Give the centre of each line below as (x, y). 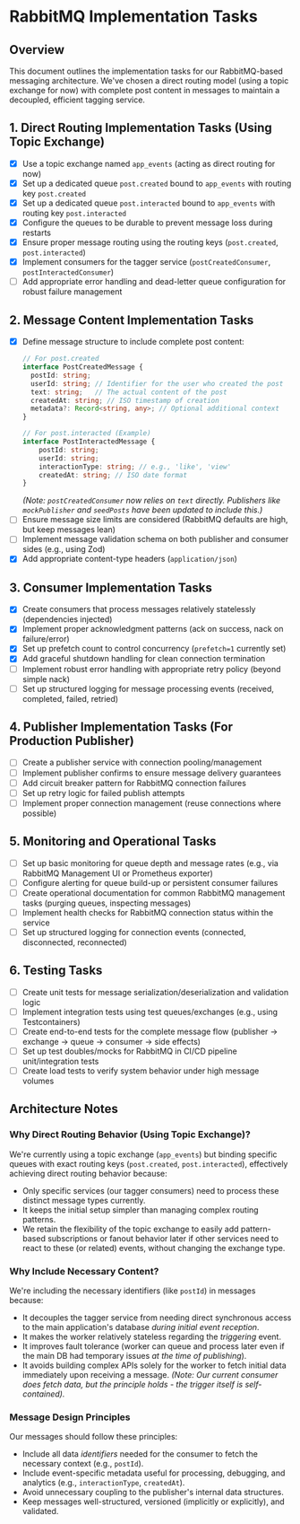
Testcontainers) (51, 1021)
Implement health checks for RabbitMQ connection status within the (148, 912)
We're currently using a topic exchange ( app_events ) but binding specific (143, 1154)
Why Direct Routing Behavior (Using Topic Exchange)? (130, 1134)
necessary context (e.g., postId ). (83, 1464)
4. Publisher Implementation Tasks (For (121, 727)
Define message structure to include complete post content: (133, 342)
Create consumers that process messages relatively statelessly (139, 609)
